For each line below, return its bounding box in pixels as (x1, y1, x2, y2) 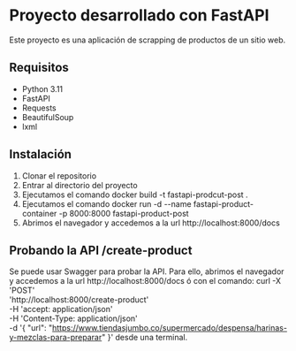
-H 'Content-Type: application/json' (9, 313, 139, 324)
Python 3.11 (21, 83, 64, 94)
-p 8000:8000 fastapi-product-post (58, 208, 189, 218)
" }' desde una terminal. (101, 332, 188, 343)
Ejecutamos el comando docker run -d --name (21, 198, 192, 209)
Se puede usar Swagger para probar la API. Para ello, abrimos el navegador (9, 266, 285, 277)
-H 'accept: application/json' (9, 304, 113, 315)
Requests (21, 103, 57, 113)
